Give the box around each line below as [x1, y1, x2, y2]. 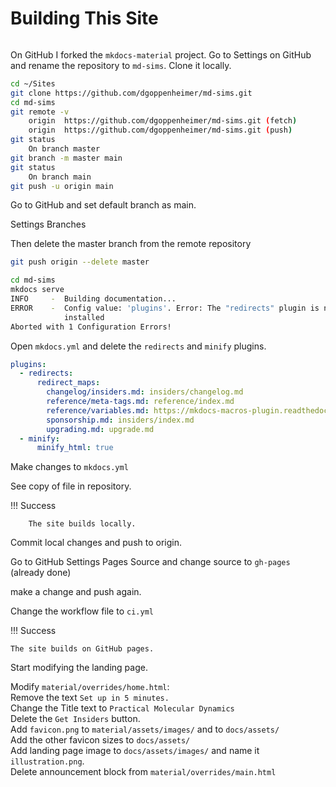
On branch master [28, 144, 101, 154]
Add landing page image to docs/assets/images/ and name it [10, 745, 260, 757]
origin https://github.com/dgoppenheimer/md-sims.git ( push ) [28, 125, 293, 136]
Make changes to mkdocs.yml [10, 461, 129, 473]
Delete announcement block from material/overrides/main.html [10, 766, 277, 778]
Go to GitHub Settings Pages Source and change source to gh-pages [10, 556, 291, 568]
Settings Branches [10, 218, 87, 231]
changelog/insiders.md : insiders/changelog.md [46, 387, 244, 397]
